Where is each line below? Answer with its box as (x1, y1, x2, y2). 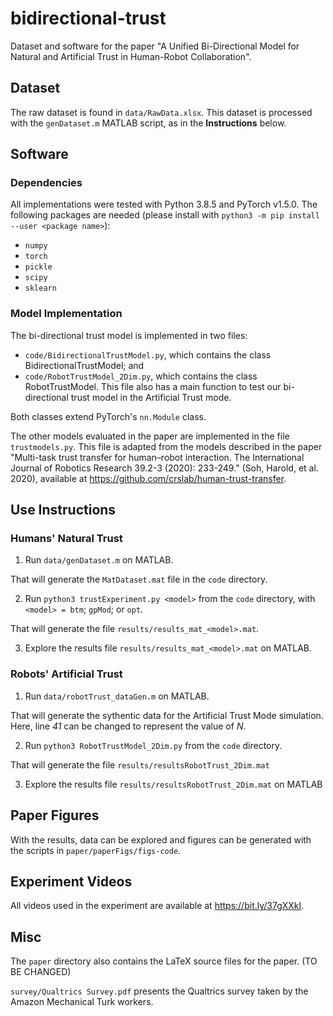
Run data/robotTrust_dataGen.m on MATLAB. (24, 690, 210, 702)
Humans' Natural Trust (10, 532, 123, 546)
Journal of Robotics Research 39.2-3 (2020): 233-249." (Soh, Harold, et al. (10, 462, 319, 474)
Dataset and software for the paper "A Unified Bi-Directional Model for (10, 40, 300, 52)
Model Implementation (10, 307, 123, 321)
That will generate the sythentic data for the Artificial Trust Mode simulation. (10, 709, 324, 721)
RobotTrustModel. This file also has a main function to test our (24, 380, 282, 392)
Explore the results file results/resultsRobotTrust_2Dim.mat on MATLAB (24, 778, 323, 790)
